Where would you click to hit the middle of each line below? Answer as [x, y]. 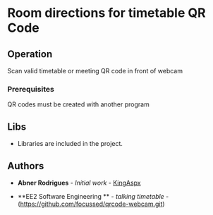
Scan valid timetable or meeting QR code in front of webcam [95, 71]
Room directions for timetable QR [107, 13]
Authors [26, 166]
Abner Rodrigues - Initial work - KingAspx [79, 183]
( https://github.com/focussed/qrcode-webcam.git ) [91, 204]
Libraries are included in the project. [70, 144]
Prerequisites [31, 89]
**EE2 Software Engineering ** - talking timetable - [93, 196]
